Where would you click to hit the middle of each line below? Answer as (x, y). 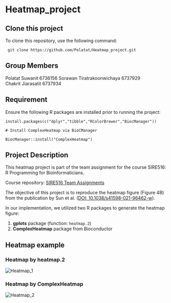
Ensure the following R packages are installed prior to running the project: (83, 112)
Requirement (26, 100)
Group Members (32, 66)
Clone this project (34, 28)
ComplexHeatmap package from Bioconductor (62, 229)
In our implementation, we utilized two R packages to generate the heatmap (85, 208)
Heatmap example (35, 245)
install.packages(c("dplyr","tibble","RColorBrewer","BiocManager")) (81, 122)
